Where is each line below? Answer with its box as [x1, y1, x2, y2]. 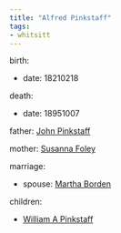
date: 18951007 [22, 108, 80, 119]
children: [9, 197, 43, 208]
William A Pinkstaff [22, 214, 94, 225]
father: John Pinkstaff [9, 126, 91, 137]
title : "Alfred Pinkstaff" [9, 13, 112, 23]
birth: [9, 56, 30, 66]
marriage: [9, 161, 46, 172]
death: [9, 90, 34, 101]
